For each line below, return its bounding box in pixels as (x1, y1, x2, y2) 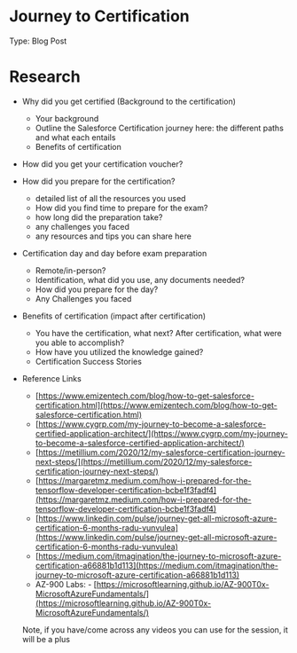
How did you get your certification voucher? (21, 158, 184, 169)
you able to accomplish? (35, 337, 125, 348)
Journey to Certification (9, 6, 191, 27)
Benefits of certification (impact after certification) (21, 311, 207, 321)
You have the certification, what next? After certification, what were (35, 327, 282, 338)
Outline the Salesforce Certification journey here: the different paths (35, 122, 284, 133)
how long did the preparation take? (35, 211, 163, 223)
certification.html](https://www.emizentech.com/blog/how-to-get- (35, 399, 277, 410)
